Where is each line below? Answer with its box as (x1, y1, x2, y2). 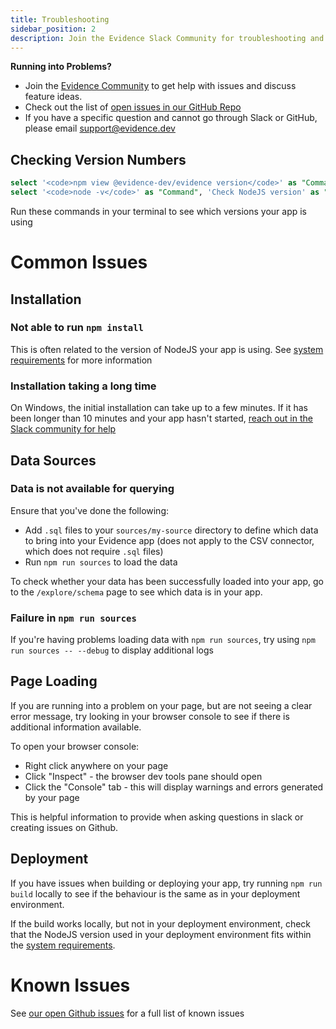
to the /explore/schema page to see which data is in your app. (10, 586, 263, 598)
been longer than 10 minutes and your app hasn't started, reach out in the (10, 412, 313, 425)
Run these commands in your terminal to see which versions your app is (10, 205, 308, 217)
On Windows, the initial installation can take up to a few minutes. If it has (10, 402, 308, 414)
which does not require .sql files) (24, 545, 164, 557)
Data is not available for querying (10, 482, 175, 496)
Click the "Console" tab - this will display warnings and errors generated (24, 781, 324, 793)
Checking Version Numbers (10, 151, 187, 168)
